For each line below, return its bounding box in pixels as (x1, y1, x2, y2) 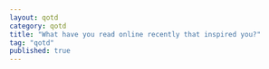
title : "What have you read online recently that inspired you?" (9, 30, 261, 39)
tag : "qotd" (9, 38, 54, 47)
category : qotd (9, 22, 67, 30)
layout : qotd (9, 13, 59, 22)
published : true (9, 47, 71, 56)
